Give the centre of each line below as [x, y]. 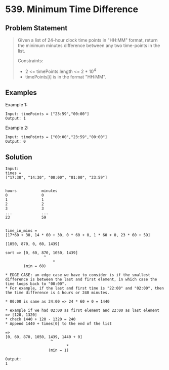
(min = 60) [35, 266]
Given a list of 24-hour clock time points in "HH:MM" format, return [88, 40]
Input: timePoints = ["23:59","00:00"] [47, 114]
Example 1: [16, 105]
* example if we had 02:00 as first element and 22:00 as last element [82, 311]
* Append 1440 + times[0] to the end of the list [59, 324]
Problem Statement [36, 28]
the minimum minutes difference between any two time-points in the [89, 46]
